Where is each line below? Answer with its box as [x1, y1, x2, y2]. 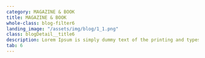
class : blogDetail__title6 [6, 31, 75, 37]
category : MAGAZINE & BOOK [6, 8, 75, 15]
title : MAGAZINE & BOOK [6, 14, 67, 21]
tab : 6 [6, 43, 23, 49]
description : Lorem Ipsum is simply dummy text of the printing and [6, 37, 184, 43]
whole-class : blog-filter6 [6, 20, 75, 26]
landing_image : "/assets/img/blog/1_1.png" [6, 25, 119, 32]
